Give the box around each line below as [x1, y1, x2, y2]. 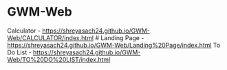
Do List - [7, 48, 32, 56]
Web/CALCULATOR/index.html [7, 33, 94, 41]
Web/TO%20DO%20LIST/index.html [7, 55, 111, 63]
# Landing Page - [95, 33, 144, 41]
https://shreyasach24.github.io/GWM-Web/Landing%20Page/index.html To [7, 41, 221, 49]
